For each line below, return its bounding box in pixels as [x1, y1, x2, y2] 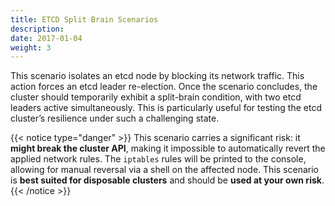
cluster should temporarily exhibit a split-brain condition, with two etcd [10, 91, 302, 103]
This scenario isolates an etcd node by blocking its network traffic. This [10, 70, 305, 82]
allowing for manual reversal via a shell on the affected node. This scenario [10, 164, 319, 176]
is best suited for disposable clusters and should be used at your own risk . [10, 174, 325, 186]
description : [10, 24, 65, 34]
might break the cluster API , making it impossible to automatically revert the [10, 142, 326, 155]
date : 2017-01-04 [10, 33, 83, 43]
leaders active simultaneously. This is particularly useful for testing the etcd [10, 102, 322, 114]
